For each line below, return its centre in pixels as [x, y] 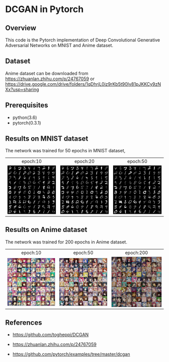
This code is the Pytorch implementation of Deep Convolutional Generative [82, 40]
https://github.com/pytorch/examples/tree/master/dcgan [71, 354]
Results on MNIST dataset [47, 139]
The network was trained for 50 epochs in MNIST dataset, [65, 151]
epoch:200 [137, 253]
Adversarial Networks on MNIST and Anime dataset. [59, 45]
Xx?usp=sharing [22, 89]
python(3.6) [25, 117]
